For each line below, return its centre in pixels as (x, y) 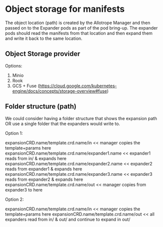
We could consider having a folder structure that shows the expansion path (81, 118)
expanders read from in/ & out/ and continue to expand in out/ (68, 219)
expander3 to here (24, 190)
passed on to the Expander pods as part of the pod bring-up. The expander (81, 28)
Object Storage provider (43, 54)
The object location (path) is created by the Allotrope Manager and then (78, 23)
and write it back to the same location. (44, 38)
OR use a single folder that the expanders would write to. (63, 124)
